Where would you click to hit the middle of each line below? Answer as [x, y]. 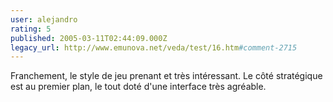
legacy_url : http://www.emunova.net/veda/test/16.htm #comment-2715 [154, 47]
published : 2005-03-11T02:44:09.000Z [89, 38]
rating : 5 [31, 29]
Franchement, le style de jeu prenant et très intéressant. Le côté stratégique [166, 76]
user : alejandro [44, 19]
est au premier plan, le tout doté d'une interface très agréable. [138, 87]
